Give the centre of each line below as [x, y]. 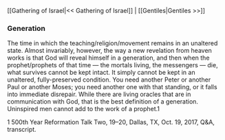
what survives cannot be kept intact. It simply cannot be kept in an [101, 73]
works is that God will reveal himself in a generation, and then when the [108, 58]
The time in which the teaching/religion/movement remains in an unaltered [112, 43]
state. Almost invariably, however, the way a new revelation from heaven [109, 51]
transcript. [22, 130]
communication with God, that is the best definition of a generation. [103, 102]
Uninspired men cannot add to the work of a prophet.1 [84, 109]
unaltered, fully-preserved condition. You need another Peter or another [109, 80]
